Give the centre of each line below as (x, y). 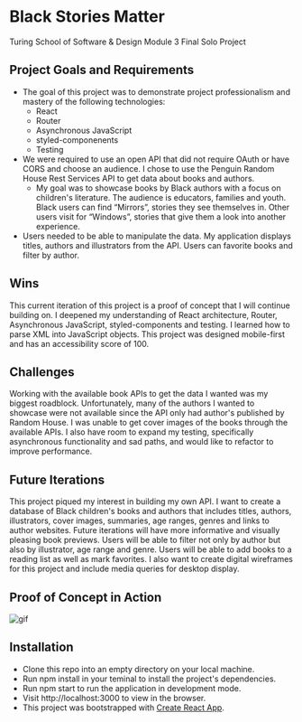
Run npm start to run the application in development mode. (132, 688)
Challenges (42, 372)
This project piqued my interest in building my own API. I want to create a (145, 502)
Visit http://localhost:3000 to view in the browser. (114, 698)
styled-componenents (77, 140)
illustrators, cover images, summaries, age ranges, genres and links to (140, 520)
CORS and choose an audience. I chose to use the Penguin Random (148, 168)
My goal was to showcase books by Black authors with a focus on (158, 188)
